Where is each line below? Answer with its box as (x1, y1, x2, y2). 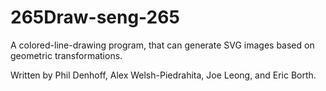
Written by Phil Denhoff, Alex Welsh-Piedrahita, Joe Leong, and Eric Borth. (10, 69, 317, 81)
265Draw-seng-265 (10, 6, 180, 29)
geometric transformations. (10, 49, 123, 61)
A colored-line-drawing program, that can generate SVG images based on (10, 39, 315, 51)
